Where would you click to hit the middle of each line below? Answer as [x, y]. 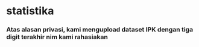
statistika [30, 11]
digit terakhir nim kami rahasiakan [57, 37]
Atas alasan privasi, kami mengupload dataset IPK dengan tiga [100, 30]
